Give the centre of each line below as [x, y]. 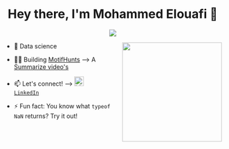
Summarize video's [41, 67]
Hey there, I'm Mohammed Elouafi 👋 [113, 14]
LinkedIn [26, 92]
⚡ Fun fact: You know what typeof [62, 106]
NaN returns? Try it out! [46, 116]
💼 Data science [35, 46]
